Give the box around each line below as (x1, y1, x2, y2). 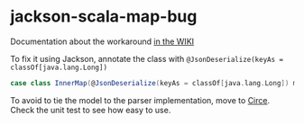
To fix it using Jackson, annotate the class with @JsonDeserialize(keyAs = (10, 53, 283, 64)
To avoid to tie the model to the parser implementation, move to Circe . (10, 94, 271, 105)
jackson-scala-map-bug (10, 6, 198, 27)
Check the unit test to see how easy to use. (10, 104, 171, 115)
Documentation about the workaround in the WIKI (10, 36, 195, 47)
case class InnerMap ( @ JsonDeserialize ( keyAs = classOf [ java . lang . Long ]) (10, 78, 290, 87)
